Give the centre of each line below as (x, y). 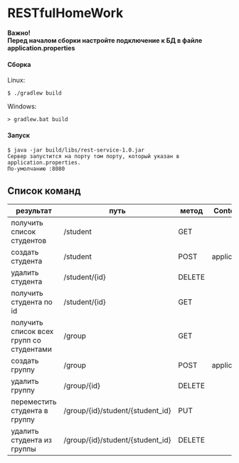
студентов (29, 241)
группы (24, 449)
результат (33, 211)
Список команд (44, 191)
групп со (26, 340)
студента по (32, 302)
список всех (32, 331)
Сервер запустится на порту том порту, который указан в (94, 157)
